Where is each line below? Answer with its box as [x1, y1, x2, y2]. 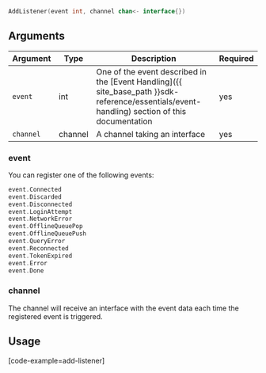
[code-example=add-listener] [8, 356, 105, 365]
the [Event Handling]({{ [96, 76, 183, 87]
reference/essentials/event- [96, 96, 202, 107]
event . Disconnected [8, 200, 73, 208]
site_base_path [96, 86, 153, 97]
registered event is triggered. [8, 311, 103, 321]
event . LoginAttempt [8, 207, 73, 215]
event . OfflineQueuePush [8, 230, 87, 238]
